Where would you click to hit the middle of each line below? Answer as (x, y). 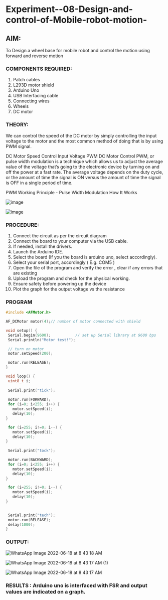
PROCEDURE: (22, 225)
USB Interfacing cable (36, 96)
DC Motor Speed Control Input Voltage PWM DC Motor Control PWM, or (80, 156)
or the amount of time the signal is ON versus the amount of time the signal (83, 177)
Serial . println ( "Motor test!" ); (42, 340)
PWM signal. (19, 146)
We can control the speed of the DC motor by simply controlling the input (81, 135)
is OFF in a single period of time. (39, 183)
